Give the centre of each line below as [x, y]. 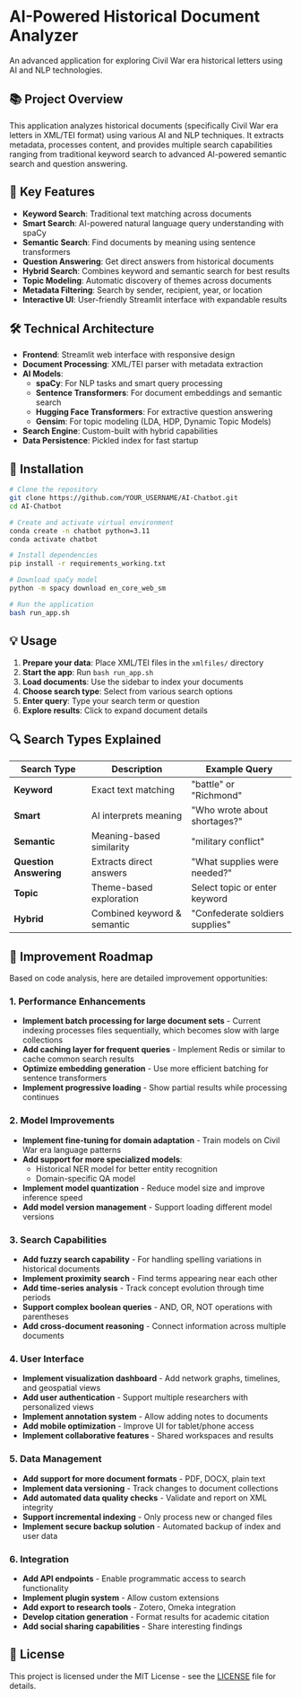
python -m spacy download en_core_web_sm [88, 589]
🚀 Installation [47, 469]
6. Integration [39, 1559]
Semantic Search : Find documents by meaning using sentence [139, 242]
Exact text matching [133, 790]
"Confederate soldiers [238, 913]
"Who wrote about [230, 810]
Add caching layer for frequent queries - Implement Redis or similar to [154, 1050]
